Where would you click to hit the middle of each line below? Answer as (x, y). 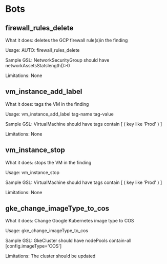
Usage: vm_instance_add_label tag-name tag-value (59, 114)
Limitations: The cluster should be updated (50, 256)
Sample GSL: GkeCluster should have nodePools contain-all (68, 241)
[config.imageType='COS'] (34, 246)
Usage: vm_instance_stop (33, 172)
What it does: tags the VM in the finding (47, 104)
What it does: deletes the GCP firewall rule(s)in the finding (67, 40)
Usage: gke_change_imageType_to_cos (47, 231)
